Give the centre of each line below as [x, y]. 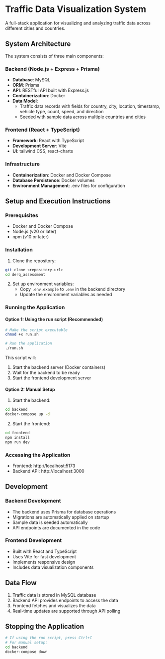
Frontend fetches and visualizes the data [54, 605]
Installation [19, 250]
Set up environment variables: [43, 284]
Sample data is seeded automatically [50, 522]
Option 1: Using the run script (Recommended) [54, 319]
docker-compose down [27, 652]
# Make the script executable [37, 330]
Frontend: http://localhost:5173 [44, 466]
